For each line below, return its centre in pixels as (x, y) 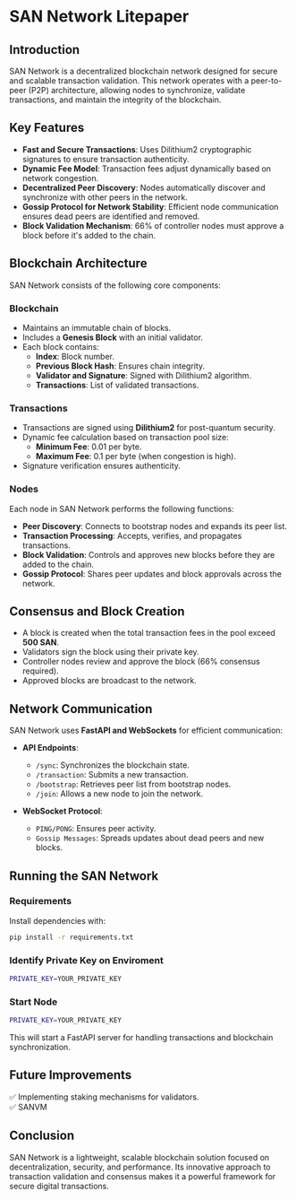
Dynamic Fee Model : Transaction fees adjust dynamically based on (146, 169)
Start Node (34, 1002)
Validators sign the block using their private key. (110, 652)
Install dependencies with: (58, 920)
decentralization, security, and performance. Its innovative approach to (140, 1167)
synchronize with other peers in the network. (105, 197)
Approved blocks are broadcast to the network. (109, 681)
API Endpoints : (50, 748)
